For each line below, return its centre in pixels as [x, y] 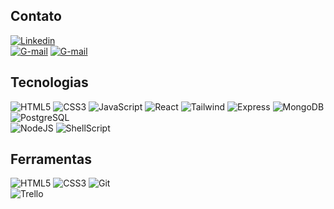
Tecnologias [49, 82]
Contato [36, 16]
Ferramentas [51, 159]
